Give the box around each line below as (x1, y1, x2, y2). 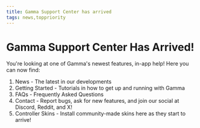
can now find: (6, 67, 40, 74)
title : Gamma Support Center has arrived (6, 8, 112, 15)
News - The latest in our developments (14, 78, 112, 85)
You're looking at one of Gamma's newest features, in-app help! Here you (6, 60, 189, 67)
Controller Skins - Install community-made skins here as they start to (14, 110, 186, 117)
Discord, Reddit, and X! (14, 103, 72, 111)
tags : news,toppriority (6, 14, 66, 20)
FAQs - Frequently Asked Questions (14, 91, 104, 98)
